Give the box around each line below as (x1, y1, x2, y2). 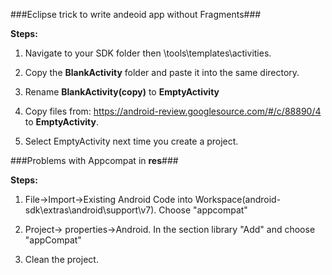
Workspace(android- (194, 194, 282, 205)
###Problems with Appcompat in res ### (10, 155, 179, 166)
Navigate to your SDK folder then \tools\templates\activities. (24, 47, 272, 59)
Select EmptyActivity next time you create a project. (24, 135, 239, 147)
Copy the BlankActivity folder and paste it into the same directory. (24, 67, 300, 78)
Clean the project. (24, 254, 99, 265)
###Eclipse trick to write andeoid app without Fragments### (10, 9, 262, 20)
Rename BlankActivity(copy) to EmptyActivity (24, 86, 220, 98)
